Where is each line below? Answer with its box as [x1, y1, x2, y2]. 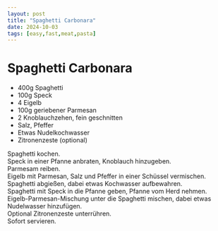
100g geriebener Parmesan [17, 106, 97, 115]
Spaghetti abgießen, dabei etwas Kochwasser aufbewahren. [7, 180, 183, 188]
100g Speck [17, 91, 53, 99]
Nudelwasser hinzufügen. [7, 202, 83, 211]
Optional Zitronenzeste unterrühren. [7, 209, 111, 218]
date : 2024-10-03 [7, 23, 59, 30]
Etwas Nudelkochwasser [17, 128, 90, 137]
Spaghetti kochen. [7, 149, 61, 158]
